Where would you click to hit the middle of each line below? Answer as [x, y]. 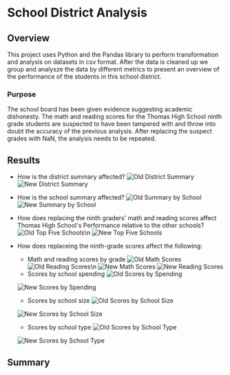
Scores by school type [59, 328]
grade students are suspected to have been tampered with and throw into [112, 124]
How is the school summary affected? [71, 197]
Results [24, 160]
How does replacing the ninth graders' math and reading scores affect [117, 218]
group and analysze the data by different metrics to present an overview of [113, 69]
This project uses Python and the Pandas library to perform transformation [113, 54]
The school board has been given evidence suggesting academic [100, 109]
